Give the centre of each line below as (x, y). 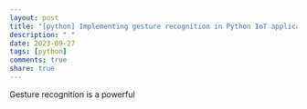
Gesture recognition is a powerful (72, 94)
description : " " (42, 35)
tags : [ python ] (38, 52)
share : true (32, 69)
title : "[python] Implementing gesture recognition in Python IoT (138, 26)
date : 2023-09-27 (42, 43)
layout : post (34, 18)
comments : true (38, 60)
